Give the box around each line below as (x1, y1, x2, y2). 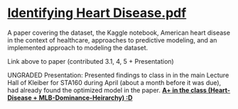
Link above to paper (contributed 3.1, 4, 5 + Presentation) (7, 57, 174, 65)
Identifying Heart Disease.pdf (7, 5, 187, 21)
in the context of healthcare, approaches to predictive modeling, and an (7, 35, 217, 44)
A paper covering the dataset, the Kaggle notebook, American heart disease (7, 28, 231, 37)
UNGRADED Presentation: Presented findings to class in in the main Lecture (7, 71, 229, 79)
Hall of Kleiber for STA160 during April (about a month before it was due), (7, 78, 222, 86)
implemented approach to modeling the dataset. (7, 43, 148, 52)
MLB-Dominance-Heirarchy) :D (38, 93, 133, 102)
